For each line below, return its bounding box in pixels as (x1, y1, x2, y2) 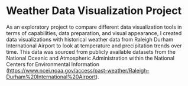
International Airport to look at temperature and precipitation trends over (6, 42, 182, 49)
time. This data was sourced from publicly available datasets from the (6, 48, 176, 55)
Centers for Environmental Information (6, 60, 99, 68)
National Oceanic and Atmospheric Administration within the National (6, 54, 174, 61)
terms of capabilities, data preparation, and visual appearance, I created (6, 29, 182, 36)
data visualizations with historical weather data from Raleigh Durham (6, 36, 173, 43)
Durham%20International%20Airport (6, 73, 96, 80)
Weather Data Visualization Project (6, 4, 182, 18)
